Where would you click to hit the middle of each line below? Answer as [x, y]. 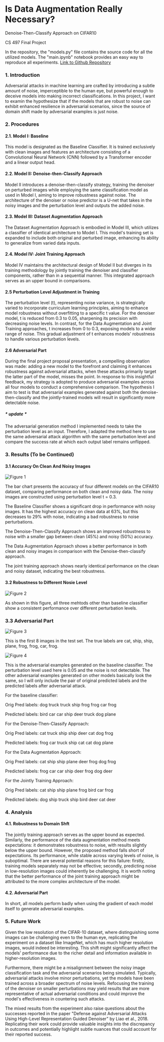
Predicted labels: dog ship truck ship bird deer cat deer [61, 799]
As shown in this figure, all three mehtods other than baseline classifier [76, 603]
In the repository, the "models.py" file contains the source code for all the [79, 52]
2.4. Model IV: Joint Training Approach [45, 254]
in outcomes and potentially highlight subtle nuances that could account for [81, 1029]
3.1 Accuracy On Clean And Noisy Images [48, 466]
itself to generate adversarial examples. [45, 909]
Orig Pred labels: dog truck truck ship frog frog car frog [61, 704]
